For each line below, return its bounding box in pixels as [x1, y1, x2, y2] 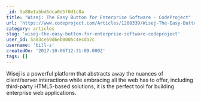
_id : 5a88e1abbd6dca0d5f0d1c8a [6, 8, 84, 15]
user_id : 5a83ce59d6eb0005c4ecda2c [6, 37, 95, 43]
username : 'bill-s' [6, 43, 55, 49]
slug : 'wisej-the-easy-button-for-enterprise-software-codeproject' [6, 31, 181, 37]
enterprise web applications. [6, 89, 77, 96]
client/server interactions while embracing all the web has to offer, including [6, 76, 193, 83]
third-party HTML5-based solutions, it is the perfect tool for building [6, 82, 175, 90]
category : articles [6, 25, 55, 32]
